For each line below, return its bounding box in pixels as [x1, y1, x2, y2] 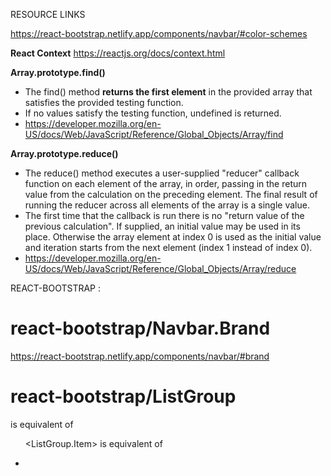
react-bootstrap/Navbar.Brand [10, 317, 271, 340]
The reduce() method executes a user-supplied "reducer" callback [24, 167, 300, 179]
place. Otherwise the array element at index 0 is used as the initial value [24, 231, 322, 243]
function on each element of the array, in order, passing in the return [24, 178, 308, 189]
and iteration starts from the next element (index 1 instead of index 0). [24, 242, 313, 253]
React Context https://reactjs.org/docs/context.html [10, 47, 226, 59]
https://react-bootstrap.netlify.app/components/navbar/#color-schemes [10, 28, 308, 39]
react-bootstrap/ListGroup [10, 385, 237, 408]
